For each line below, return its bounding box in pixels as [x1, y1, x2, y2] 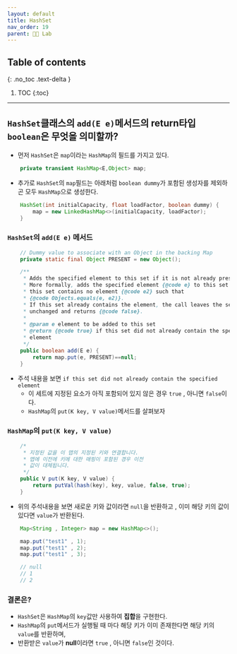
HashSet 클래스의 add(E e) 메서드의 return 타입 [7, 117, 196, 129]
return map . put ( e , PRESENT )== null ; [32, 354, 138, 361]
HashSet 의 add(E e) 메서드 [7, 232, 93, 242]
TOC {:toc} [17, 89, 49, 97]
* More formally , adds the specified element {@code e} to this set [23, 282, 229, 289]
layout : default [7, 10, 55, 18]
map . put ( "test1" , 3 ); [20, 551, 87, 558]
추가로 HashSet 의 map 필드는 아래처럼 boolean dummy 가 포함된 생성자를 [17, 178, 209, 187]
